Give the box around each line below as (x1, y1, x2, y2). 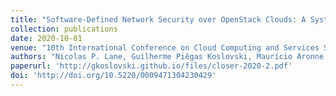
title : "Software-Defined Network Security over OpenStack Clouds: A (10, 14, 307, 25)
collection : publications (10, 24, 118, 34)
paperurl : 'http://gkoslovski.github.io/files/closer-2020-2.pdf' (10, 61, 293, 71)
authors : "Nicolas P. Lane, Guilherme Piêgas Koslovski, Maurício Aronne (10, 52, 325, 62)
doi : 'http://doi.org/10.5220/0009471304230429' (10, 71, 217, 81)
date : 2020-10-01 (10, 33, 83, 43)
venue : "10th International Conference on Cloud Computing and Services (10, 42, 320, 53)
